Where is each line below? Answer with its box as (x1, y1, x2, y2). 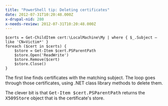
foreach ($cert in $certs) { (5, 44, 67, 49)
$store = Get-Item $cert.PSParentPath (14, 48, 96, 53)
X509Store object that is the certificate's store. (5, 95, 105, 101)
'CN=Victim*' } (16, 40, 49, 45)
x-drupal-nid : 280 (5, 17, 44, 22)
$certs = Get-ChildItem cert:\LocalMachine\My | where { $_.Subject (5, 35, 153, 40)
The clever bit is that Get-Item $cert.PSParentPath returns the (5, 90, 145, 96)
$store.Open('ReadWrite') (14, 53, 69, 58)
